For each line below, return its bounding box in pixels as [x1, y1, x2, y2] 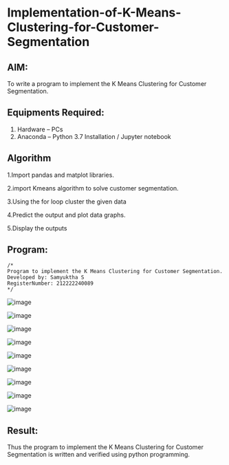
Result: [7, 424, 39, 436]
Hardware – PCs [17, 125, 63, 133]
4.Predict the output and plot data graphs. [7, 210, 126, 219]
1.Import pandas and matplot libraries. [7, 171, 115, 179]
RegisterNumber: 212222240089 [7, 280, 94, 287]
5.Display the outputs [7, 224, 67, 232]
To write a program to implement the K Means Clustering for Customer [7, 80, 207, 87]
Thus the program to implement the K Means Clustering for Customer [7, 443, 204, 451]
